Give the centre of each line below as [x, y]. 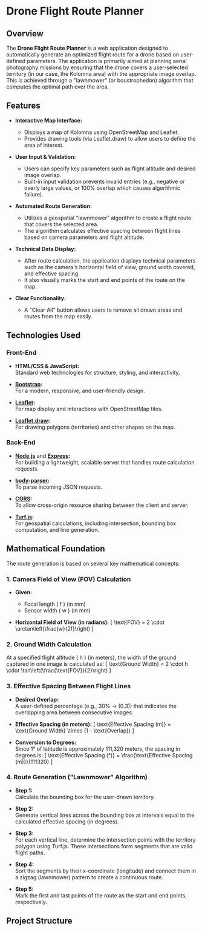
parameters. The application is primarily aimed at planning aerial [107, 61]
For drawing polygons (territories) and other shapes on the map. [95, 427]
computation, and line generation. [57, 529]
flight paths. [30, 853]
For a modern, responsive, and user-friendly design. [80, 391]
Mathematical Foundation [56, 549]
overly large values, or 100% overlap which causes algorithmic [102, 188]
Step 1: [24, 790]
